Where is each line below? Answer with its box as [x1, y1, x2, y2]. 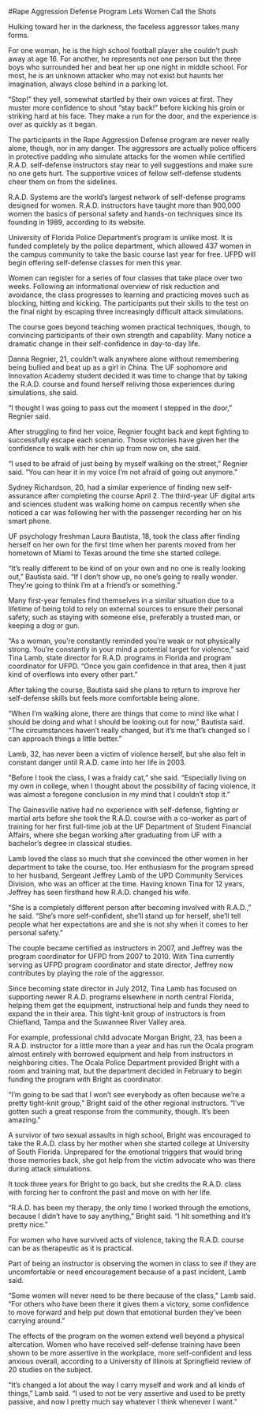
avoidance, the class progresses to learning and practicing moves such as [8, 290, 250, 299]
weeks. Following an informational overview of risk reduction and [8, 282, 220, 291]
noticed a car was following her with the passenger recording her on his [8, 508, 242, 517]
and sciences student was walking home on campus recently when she [8, 499, 241, 509]
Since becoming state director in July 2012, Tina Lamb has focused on [8, 983, 237, 993]
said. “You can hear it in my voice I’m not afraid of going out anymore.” [8, 468, 238, 476]
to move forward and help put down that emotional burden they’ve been [8, 1307, 242, 1317]
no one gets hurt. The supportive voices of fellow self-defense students [8, 169, 242, 178]
